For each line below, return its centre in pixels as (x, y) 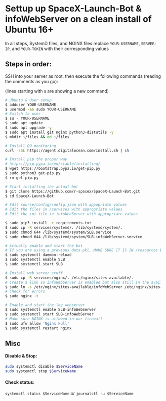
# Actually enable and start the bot (44, 246)
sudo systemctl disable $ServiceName (44, 366)
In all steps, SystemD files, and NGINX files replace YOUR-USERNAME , (73, 43)
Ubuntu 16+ (29, 30)
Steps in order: (28, 64)
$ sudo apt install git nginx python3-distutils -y (59, 132)
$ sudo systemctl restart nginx (38, 328)
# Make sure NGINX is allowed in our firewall (54, 319)
